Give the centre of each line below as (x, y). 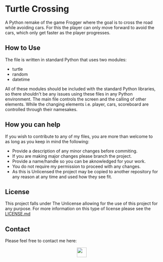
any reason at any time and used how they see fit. (62, 177)
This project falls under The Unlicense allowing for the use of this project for (81, 204)
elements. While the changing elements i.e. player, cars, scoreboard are (77, 104)
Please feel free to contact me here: (41, 241)
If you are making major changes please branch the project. (72, 156)
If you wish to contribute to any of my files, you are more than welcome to (79, 136)
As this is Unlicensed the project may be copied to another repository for (85, 171)
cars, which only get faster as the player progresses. (58, 33)
